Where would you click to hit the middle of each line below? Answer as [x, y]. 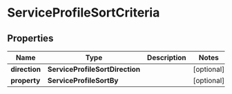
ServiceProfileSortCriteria [84, 13]
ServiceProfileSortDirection [94, 69]
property [26, 81]
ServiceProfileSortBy [83, 81]
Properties [30, 38]
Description [167, 58]
